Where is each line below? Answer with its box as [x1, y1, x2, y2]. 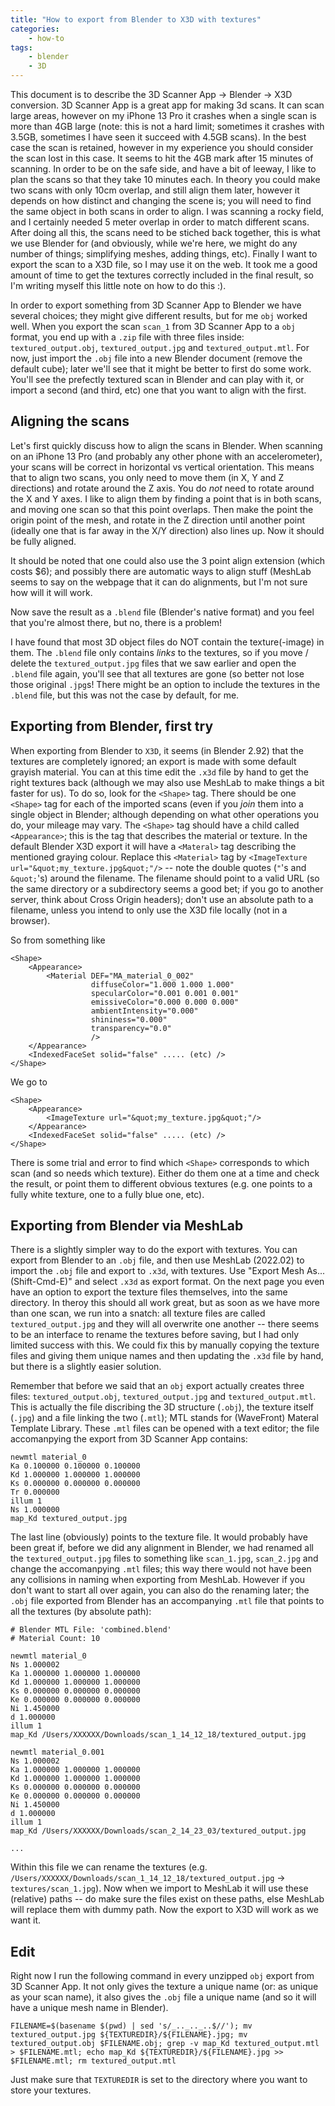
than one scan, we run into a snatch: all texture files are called [10, 1307, 266, 1320]
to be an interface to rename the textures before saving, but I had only [10, 1329, 300, 1341]
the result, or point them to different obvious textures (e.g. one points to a [10, 1177, 313, 1190]
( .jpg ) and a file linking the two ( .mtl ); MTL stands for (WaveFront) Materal [10, 1412, 319, 1424]
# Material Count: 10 [10, 1634, 101, 1644]
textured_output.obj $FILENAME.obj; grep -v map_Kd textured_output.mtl [10, 2039, 320, 2049]
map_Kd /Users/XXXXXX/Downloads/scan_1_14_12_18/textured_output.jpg [10, 1730, 307, 1740]
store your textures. [10, 2084, 92, 2096]
